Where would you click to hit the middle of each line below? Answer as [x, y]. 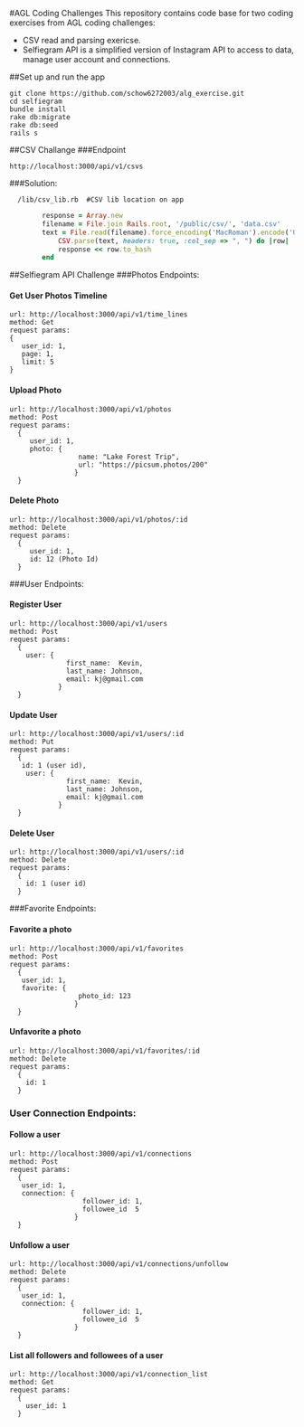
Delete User [32, 833]
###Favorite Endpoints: [53, 909]
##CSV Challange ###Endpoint [68, 150]
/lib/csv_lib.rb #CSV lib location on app [100, 200]
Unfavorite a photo [45, 1032]
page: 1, [38, 354]
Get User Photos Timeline [58, 295]
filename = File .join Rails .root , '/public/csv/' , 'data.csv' [161, 224]
